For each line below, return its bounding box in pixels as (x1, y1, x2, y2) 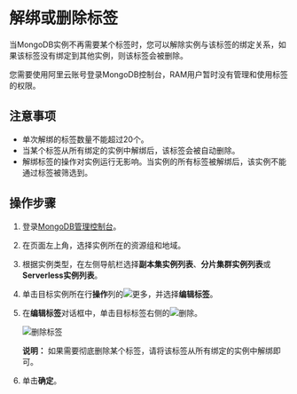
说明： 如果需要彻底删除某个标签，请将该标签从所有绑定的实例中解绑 (21, 345, 273, 356)
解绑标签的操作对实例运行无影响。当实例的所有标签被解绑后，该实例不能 (21, 156, 286, 167)
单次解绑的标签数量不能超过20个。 (21, 134, 149, 145)
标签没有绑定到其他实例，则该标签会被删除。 (24, 50, 188, 60)
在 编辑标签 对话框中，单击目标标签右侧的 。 (21, 307, 202, 318)
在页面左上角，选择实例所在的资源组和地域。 (21, 240, 186, 250)
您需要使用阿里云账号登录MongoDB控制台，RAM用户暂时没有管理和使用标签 (9, 68, 288, 80)
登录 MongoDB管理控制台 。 (21, 221, 121, 232)
